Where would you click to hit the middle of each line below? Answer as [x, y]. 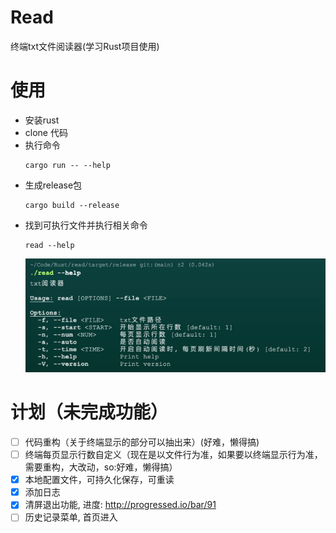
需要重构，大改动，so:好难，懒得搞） [101, 467]
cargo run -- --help [67, 165]
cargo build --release [72, 205]
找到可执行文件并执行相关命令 [86, 225]
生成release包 [53, 185]
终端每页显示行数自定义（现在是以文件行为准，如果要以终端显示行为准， [173, 455]
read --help [49, 245]
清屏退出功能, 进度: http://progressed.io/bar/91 [120, 505]
